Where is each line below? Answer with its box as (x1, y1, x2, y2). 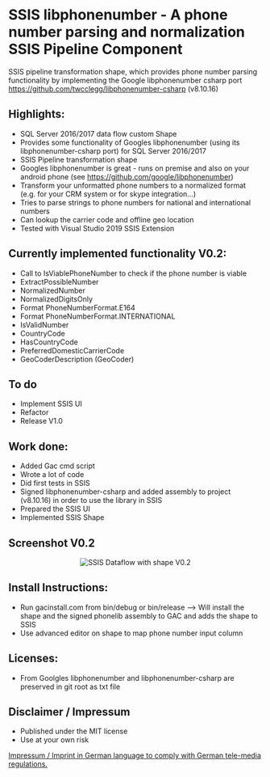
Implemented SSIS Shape (19, 513, 105, 522)
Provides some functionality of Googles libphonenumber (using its (19, 137, 240, 147)
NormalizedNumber (19, 285, 86, 295)
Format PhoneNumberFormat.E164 (19, 302, 135, 312)
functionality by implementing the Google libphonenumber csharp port (8, 75, 243, 85)
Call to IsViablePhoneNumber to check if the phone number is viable (19, 268, 247, 278)
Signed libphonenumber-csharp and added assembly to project (19, 487, 231, 496)
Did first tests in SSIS (19, 479, 90, 488)
